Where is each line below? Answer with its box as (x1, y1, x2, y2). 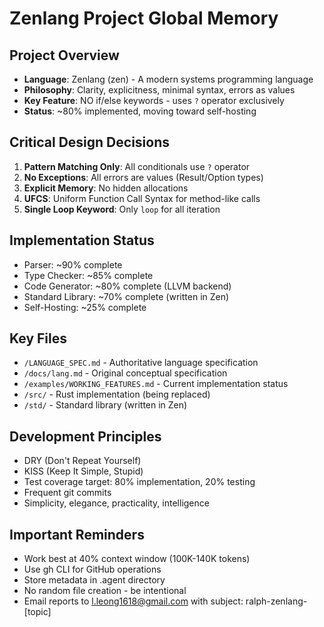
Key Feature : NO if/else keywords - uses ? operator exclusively (23, 95, 285, 106)
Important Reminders (9, 526, 145, 543)
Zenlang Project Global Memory (9, 7, 279, 30)
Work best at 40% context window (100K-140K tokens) (23, 553, 251, 565)
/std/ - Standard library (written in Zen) (23, 399, 188, 411)
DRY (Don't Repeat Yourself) (23, 455, 142, 467)
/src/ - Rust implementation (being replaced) (23, 388, 211, 401)
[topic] (23, 606, 52, 618)
